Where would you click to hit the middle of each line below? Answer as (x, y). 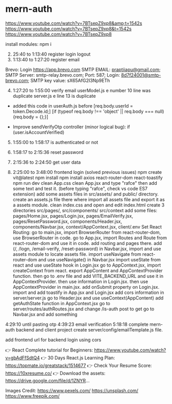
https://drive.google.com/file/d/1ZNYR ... (47, 380)
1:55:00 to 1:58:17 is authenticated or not (55, 142)
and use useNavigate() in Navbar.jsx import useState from (99, 259)
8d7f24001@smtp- (141, 75)
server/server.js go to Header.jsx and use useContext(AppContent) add (88, 298)
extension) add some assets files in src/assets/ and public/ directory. (86, 194)
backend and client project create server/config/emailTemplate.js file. (89, 329)
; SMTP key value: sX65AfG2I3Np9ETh (69, 80)
